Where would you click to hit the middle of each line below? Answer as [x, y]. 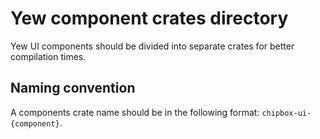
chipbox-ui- [286, 113]
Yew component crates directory [149, 18]
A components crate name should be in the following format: [135, 112]
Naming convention [73, 88]
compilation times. [48, 56]
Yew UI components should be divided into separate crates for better [152, 46]
